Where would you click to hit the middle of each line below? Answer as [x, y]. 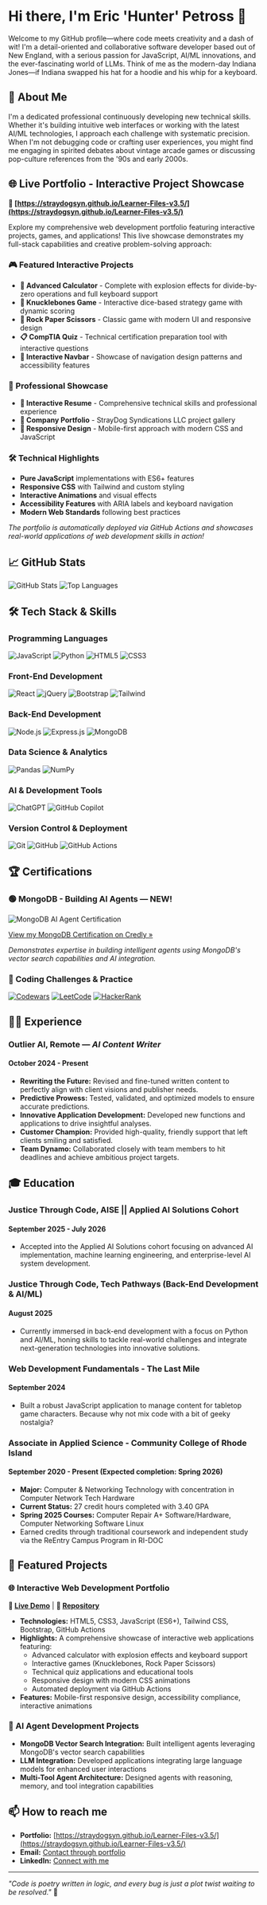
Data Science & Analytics [58, 752]
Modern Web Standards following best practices [100, 513]
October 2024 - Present [48, 1063]
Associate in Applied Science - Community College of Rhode [128, 1443]
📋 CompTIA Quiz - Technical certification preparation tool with [124, 336]
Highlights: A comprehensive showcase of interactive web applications [137, 1638]
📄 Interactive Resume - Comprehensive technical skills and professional [138, 403]
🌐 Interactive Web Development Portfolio [89, 1588]
